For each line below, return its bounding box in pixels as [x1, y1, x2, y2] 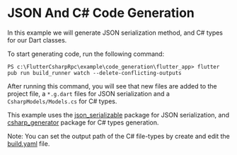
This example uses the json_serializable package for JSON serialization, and [7, 110, 230, 119]
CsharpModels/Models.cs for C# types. [7, 97, 117, 105]
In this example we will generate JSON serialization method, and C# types [7, 28, 224, 37]
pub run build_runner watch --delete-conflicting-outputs [7, 69, 182, 76]
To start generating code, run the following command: [7, 50, 165, 58]
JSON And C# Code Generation [7, 5, 195, 21]
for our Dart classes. [7, 35, 67, 44]
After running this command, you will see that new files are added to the [7, 81, 217, 90]
